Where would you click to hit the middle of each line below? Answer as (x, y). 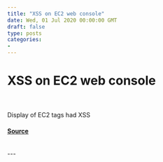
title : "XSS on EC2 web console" (56, 14)
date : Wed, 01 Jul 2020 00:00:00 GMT (62, 20)
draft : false (26, 27)
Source (18, 131)
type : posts (24, 33)
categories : (24, 40)
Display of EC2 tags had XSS (49, 115)
